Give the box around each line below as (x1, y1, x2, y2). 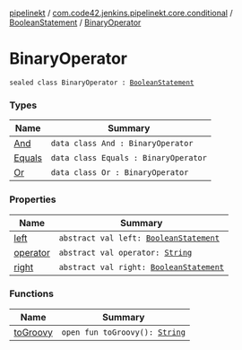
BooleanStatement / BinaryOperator (9, 17, 142, 28)
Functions (9, 287, 54, 300)
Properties (9, 193, 56, 206)
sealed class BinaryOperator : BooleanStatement (9, 78, 194, 87)
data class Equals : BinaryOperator (50, 153, 208, 163)
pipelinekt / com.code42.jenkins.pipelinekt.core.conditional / (9, 8, 233, 18)
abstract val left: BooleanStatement (58, 232, 220, 243)
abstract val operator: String (58, 247, 193, 258)
